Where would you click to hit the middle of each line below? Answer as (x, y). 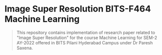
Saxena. (25, 48)
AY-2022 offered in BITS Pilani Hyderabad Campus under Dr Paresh (85, 42)
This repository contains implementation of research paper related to (86, 32)
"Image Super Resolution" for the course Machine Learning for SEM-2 (87, 38)
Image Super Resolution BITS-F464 (78, 9)
